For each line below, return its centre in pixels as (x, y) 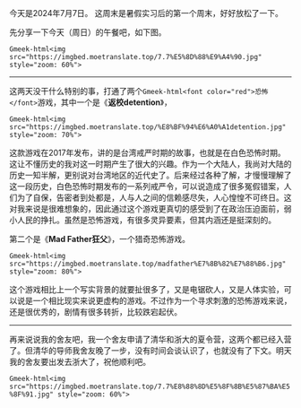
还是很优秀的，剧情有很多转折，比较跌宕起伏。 (95, 312)
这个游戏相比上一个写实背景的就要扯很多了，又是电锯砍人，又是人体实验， (146, 289)
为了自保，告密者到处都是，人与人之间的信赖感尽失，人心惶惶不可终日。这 (154, 197)
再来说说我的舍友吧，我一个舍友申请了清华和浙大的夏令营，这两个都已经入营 (150, 339)
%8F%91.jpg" (31, 395)
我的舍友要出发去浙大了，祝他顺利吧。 (80, 362)
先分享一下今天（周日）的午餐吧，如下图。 (88, 32)
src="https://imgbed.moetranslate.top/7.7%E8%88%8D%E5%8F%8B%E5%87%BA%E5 (150, 386)
